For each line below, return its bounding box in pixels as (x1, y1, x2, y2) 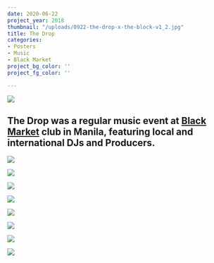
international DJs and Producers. (7, 137, 156, 149)
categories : (7, 37, 42, 44)
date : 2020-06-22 (7, 10, 58, 18)
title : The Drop (7, 30, 55, 37)
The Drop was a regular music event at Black (7, 114, 206, 127)
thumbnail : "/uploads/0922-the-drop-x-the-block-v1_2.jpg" (7, 23, 184, 30)
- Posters (7, 43, 37, 50)
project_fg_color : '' (7, 69, 71, 76)
